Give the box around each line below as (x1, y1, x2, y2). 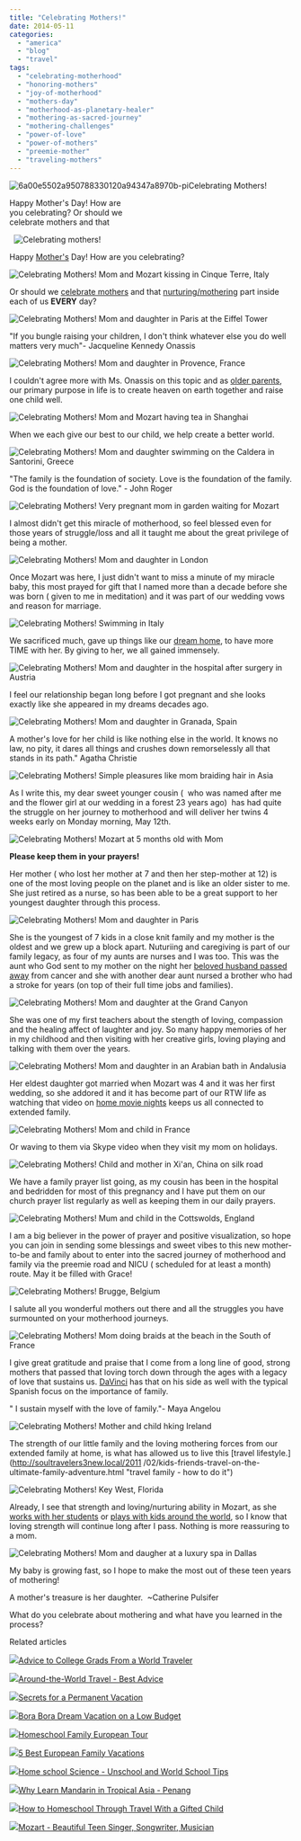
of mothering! (9, 1574, 60, 1585)
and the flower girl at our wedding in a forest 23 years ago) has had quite (9, 796, 282, 807)
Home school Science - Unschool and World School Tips (18, 1765, 229, 1776)
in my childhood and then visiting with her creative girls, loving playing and (9, 1033, 286, 1044)
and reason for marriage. (9, 600, 102, 611)
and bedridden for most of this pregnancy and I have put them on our (9, 1186, 266, 1196)
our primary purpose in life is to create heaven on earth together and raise (9, 384, 284, 396)
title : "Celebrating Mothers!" (9, 13, 127, 22)
